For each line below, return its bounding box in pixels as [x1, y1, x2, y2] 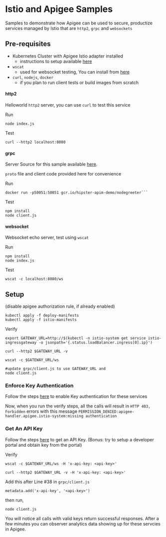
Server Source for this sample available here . [5, 161, 98, 168]
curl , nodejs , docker [12, 74, 54, 80]
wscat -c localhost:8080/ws [5, 277, 64, 282]
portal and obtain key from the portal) [5, 442, 82, 448]
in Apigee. [5, 526, 26, 532]
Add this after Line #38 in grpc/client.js [5, 479, 90, 485]
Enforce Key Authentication [5, 382, 74, 389]
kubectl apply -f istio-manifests [5, 318, 77, 323]
